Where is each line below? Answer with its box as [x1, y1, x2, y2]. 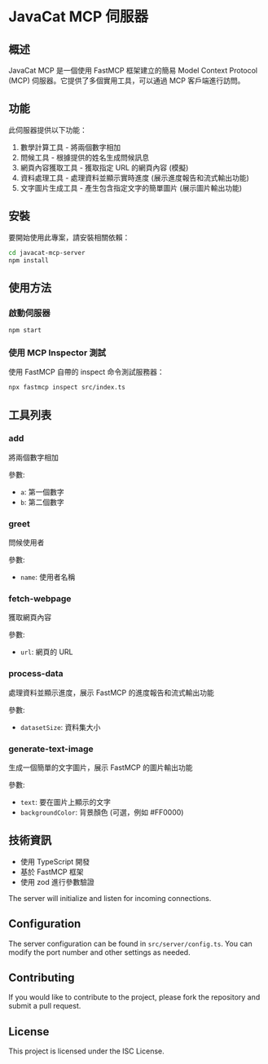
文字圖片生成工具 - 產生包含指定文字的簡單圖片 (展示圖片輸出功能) [20, 182, 243, 192]
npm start [8, 327, 42, 335]
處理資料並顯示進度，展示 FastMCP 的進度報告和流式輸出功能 [8, 688, 214, 697]
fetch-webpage [8, 593, 72, 605]
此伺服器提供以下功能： [8, 125, 87, 134]
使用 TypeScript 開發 [20, 856, 90, 866]
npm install [8, 256, 49, 265]
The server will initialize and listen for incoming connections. [8, 893, 212, 903]
